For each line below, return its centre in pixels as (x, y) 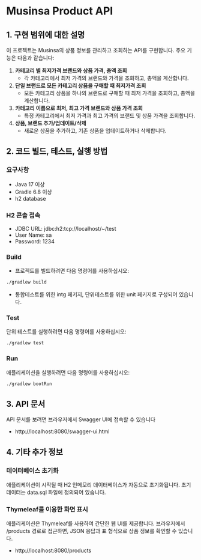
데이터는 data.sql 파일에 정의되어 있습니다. (56, 492)
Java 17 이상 (30, 184)
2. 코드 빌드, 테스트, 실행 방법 (57, 151)
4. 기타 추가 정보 (34, 452)
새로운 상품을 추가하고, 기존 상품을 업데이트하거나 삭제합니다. (95, 131)
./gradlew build (26, 282)
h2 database (30, 198)
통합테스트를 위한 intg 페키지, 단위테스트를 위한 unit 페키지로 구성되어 (96, 294)
